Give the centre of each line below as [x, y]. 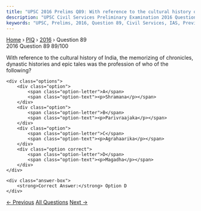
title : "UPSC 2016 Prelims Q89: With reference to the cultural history [99, 12]
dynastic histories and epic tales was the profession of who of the [87, 64]
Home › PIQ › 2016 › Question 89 [46, 40]
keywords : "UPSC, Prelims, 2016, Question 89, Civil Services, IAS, [93, 23]
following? [19, 71]
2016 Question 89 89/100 [37, 46]
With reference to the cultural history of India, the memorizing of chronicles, [100, 58]
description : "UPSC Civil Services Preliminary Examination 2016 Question [101, 17]
